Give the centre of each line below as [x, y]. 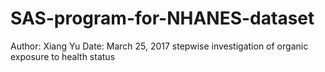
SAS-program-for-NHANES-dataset [162, 18]
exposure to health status [63, 56]
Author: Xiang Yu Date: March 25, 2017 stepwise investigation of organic [159, 46]
